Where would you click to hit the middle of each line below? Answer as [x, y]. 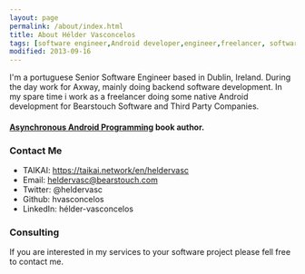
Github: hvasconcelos [63, 200]
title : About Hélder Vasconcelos [73, 34]
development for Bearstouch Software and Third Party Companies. [134, 106]
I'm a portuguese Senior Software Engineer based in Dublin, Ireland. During [150, 77]
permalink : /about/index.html [67, 26]
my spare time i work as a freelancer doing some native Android [129, 97]
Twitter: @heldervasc [62, 190]
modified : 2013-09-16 [50, 52]
